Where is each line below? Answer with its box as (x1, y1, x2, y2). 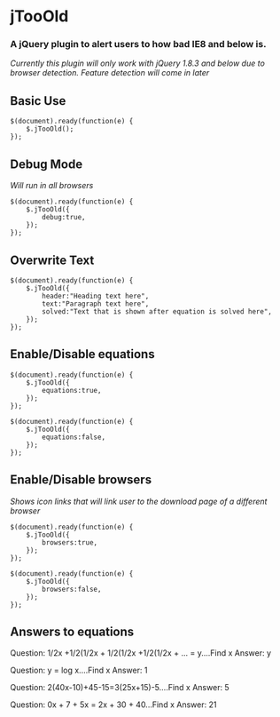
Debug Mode (10, 156, 83, 171)
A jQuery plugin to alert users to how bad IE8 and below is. (10, 38, 267, 51)
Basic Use (10, 93, 66, 108)
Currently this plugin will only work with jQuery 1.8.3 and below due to (10, 58, 265, 68)
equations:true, (42, 386, 102, 394)
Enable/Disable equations (10, 347, 155, 362)
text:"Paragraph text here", (42, 299, 150, 308)
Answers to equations (10, 624, 135, 639)
